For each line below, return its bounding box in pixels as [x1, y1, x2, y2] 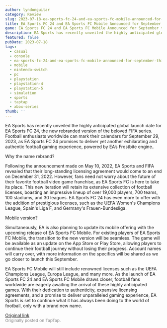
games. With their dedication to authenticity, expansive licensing [5, 287, 138, 293]
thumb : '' [5, 109, 26, 114]
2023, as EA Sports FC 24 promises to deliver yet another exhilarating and [5, 138, 158, 144]
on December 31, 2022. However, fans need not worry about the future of [5, 173, 156, 179]
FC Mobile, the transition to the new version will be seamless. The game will [5, 235, 161, 241]
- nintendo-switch [9, 68, 48, 73]
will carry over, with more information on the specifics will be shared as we [5, 250, 159, 256]
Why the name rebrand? [5, 153, 55, 159]
